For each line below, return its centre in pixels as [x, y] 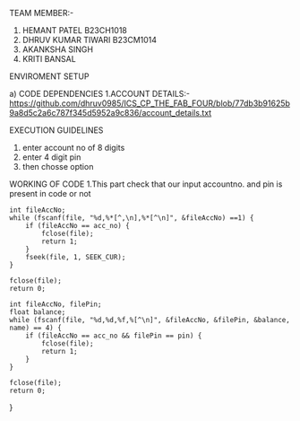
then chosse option [58, 167]
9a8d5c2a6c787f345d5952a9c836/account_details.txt [111, 113]
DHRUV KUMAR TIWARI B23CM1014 [90, 40]
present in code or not [50, 193]
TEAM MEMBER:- [42, 13]
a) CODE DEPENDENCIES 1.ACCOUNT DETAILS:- [100, 94]
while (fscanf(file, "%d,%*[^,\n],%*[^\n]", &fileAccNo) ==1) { [132, 218]
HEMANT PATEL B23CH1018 [74, 30]
